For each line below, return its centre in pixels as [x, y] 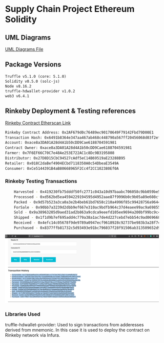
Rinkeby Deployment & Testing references [71, 111]
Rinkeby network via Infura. [32, 335]
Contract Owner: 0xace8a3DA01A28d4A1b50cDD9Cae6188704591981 [69, 148]
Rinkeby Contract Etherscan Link [38, 123]
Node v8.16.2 [18, 86]
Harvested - [26, 192]
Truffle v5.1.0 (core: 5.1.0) [36, 76]
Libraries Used [23, 314]
